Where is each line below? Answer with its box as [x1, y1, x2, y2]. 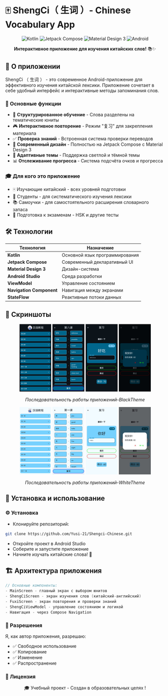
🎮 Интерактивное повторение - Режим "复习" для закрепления [12, 123, 153, 129]
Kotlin [7, 252, 20, 258]
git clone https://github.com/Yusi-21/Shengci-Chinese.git [5, 531, 133, 537]
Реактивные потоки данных [61, 294, 121, 300]
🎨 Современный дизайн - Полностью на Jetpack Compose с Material [12, 141, 163, 147]
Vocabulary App [5, 19, 75, 30]
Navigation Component [7, 287, 58, 294]
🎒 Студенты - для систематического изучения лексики [12, 193, 132, 200]
